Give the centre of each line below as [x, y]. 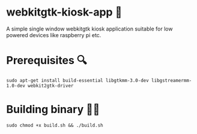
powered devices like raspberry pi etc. [54, 35]
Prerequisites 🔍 [47, 61]
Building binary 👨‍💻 [53, 109]
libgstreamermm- [171, 80]
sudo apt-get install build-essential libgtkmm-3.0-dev [77, 80]
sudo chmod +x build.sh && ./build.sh [55, 125]
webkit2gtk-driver [51, 86]
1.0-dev [16, 86]
